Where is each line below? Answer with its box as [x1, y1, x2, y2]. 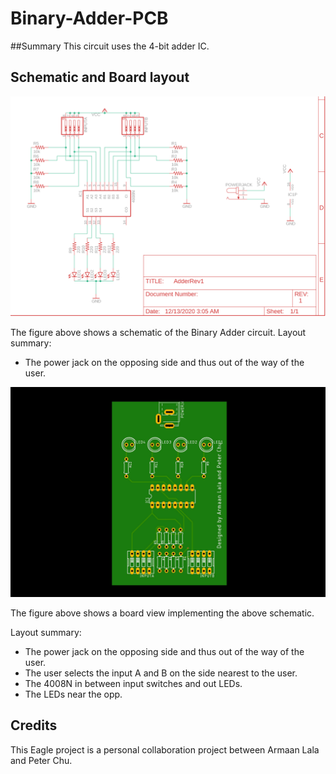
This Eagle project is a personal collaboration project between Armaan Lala [10, 743, 320, 756]
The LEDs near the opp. [24, 688, 123, 700]
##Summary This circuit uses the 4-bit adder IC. [10, 40, 210, 52]
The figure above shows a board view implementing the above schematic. [10, 607, 315, 619]
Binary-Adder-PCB [10, 7, 169, 30]
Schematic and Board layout [10, 69, 190, 86]
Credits [10, 717, 58, 734]
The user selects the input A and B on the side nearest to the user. [24, 667, 298, 679]
